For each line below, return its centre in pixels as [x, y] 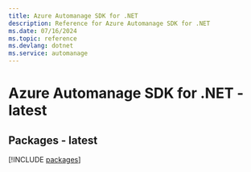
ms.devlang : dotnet [41, 46]
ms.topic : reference [43, 38]
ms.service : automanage [48, 53]
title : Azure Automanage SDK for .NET [73, 16]
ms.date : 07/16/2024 [43, 31]
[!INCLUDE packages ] [45, 159]
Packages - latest [53, 140]
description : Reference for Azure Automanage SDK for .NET [109, 23]
